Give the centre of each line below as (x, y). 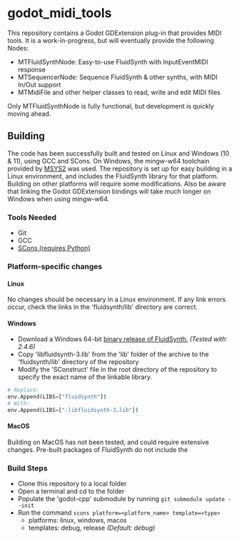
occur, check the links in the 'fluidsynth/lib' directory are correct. (103, 307)
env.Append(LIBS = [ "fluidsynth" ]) (57, 397)
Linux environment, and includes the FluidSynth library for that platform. (113, 176)
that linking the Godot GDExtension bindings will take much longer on (109, 191)
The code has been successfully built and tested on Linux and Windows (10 (118, 153)
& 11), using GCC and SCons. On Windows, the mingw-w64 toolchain (108, 161)
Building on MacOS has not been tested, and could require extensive (108, 442)
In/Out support (39, 84)
